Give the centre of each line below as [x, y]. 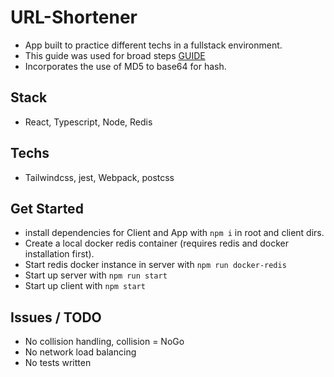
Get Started [47, 208]
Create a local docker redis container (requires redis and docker [157, 243]
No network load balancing [80, 352]
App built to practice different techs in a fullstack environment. [153, 45]
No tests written [58, 363]
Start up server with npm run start [96, 275]
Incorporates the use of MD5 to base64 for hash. [125, 66]
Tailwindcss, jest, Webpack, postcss [99, 177]
